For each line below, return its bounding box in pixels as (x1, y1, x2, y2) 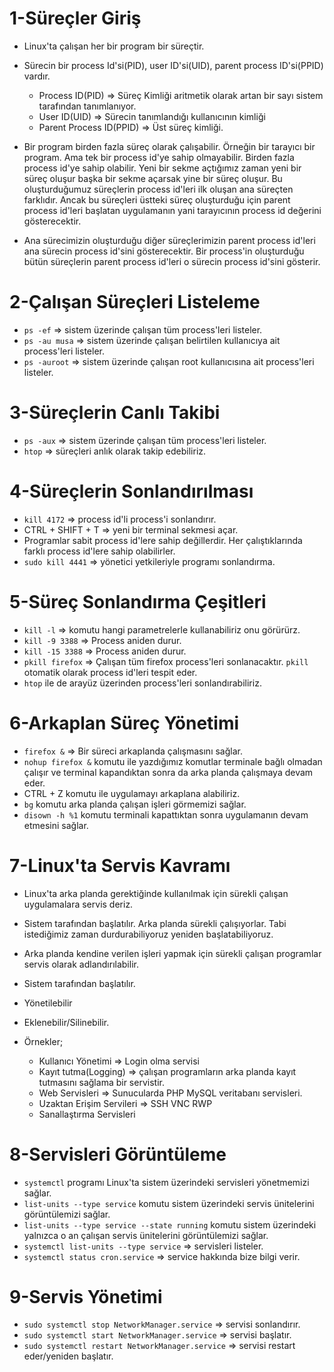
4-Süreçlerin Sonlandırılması (9, 480, 254, 502)
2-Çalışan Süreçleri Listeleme (9, 291, 261, 314)
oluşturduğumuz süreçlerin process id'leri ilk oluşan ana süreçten (23, 183, 294, 195)
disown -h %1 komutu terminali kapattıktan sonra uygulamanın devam (23, 808, 309, 821)
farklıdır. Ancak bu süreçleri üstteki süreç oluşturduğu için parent (23, 193, 291, 206)
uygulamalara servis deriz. (23, 898, 134, 910)
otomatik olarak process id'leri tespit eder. (23, 666, 198, 678)
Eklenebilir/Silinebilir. (23, 1016, 110, 1028)
